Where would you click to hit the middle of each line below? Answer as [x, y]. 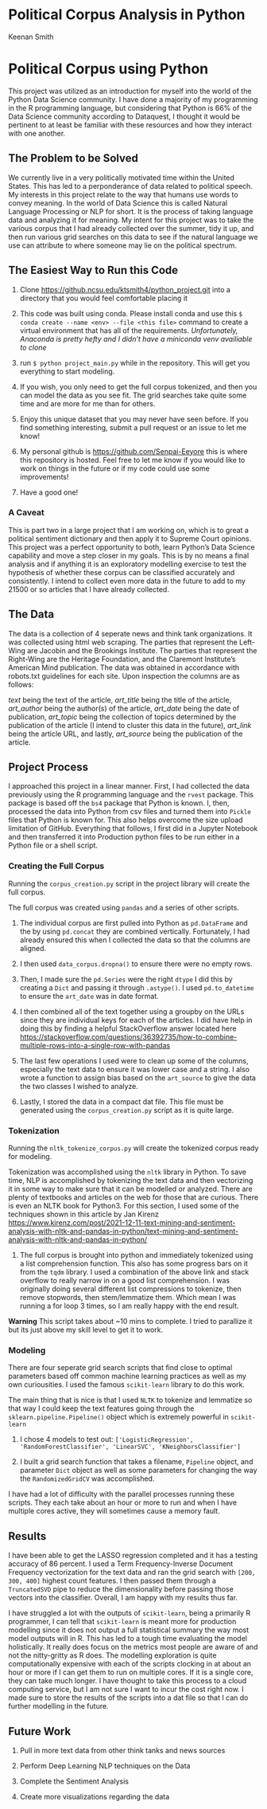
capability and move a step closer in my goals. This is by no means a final [129, 555]
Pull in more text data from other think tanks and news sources [122, 1750]
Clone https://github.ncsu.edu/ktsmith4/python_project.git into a [125, 289]
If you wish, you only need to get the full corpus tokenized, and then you [138, 386]
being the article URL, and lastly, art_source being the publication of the [126, 734]
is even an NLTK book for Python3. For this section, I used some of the [124, 1206]
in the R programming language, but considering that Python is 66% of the [130, 108]
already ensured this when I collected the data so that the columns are [135, 940]
